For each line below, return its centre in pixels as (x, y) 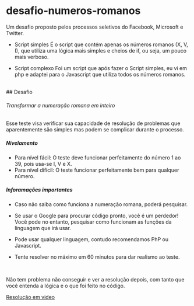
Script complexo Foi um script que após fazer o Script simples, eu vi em (101, 68)
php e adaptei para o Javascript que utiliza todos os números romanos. (100, 74)
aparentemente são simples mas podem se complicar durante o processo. (95, 130)
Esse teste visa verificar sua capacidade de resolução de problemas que (93, 123)
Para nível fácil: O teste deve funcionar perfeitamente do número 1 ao (98, 158)
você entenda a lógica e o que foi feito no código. (66, 286)
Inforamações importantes (39, 189)
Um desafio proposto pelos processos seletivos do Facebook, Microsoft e (95, 27)
